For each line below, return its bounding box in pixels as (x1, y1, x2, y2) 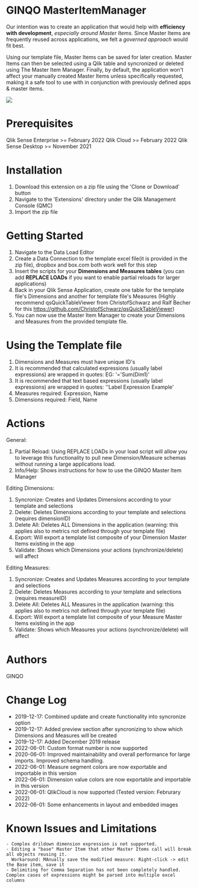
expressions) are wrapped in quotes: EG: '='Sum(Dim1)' (14, 371, 150, 378)
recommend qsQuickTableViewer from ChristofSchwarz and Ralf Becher (14, 299, 191, 306)
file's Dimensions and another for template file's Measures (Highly (14, 293, 176, 300)
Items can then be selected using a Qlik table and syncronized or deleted (6, 60, 184, 67)
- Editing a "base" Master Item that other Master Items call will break (6, 847, 192, 852)
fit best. (6, 42, 25, 49)
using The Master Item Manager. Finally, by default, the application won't (6, 66, 184, 73)
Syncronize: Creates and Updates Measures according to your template (14, 575, 190, 582)
